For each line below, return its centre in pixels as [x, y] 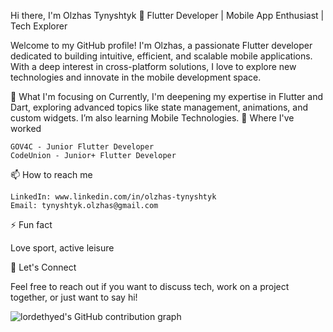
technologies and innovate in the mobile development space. [136, 77]
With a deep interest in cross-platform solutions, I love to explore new [153, 66]
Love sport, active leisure [62, 248]
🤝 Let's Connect [43, 267]
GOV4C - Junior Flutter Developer [82, 147]
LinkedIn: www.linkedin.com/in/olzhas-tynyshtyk [113, 197]
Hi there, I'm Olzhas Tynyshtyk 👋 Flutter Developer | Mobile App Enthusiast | [167, 15]
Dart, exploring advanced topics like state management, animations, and [159, 107]
